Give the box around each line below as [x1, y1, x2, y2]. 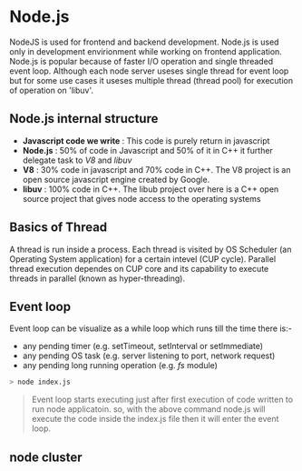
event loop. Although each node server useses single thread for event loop [9, 65, 289, 76]
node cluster [9, 449, 83, 465]
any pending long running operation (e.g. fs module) [22, 360, 218, 371]
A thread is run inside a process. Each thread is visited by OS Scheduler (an [9, 244, 292, 255]
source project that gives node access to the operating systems [22, 193, 261, 204]
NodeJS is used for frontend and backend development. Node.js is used [9, 36, 279, 47]
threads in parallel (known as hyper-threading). [9, 273, 186, 284]
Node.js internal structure [9, 111, 159, 126]
